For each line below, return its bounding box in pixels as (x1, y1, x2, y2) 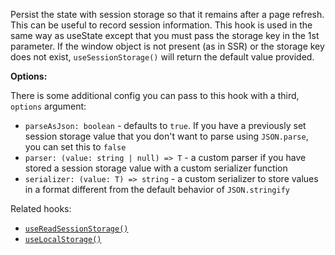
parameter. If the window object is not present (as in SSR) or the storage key (10, 40, 325, 52)
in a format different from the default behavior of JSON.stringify (24, 184, 291, 195)
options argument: (10, 100, 87, 112)
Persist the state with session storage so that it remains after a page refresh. (10, 9, 325, 20)
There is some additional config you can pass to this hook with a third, (10, 90, 300, 101)
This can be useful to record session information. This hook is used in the (10, 19, 313, 31)
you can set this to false (24, 141, 127, 153)
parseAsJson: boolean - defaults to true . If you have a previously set (24, 120, 307, 131)
